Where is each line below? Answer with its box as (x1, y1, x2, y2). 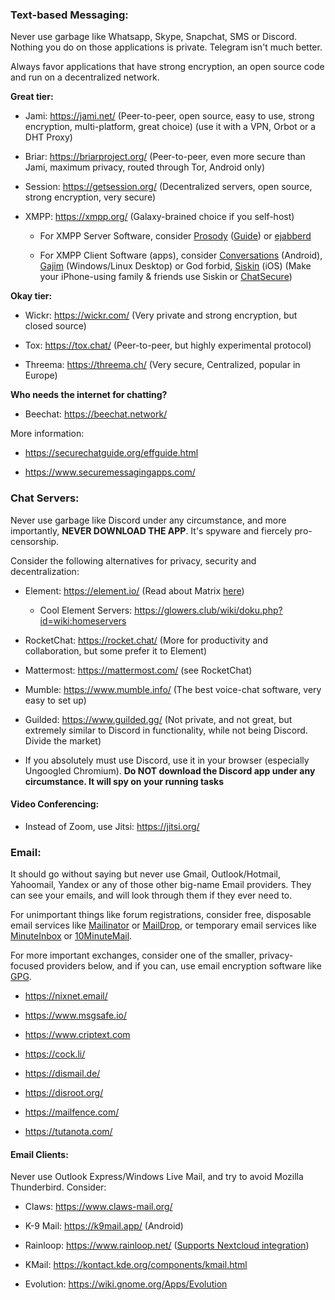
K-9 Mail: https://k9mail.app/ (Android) (24, 1220, 184, 1232)
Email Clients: (10, 1148, 69, 1160)
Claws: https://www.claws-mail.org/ (24, 1201, 173, 1213)
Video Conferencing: (10, 798, 100, 810)
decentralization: (10, 565, 80, 577)
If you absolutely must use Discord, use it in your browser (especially (24, 754, 310, 766)
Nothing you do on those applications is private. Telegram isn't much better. (10, 41, 323, 53)
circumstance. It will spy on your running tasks (24, 775, 225, 787)
